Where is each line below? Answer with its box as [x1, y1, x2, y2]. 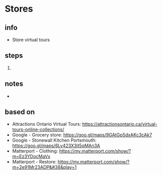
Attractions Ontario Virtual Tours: [12, 121, 81, 127]
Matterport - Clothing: [12, 148, 58, 154]
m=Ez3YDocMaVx [12, 153, 51, 160]
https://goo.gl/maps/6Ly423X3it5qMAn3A [12, 143, 101, 149]
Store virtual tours [12, 37, 50, 43]
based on [5, 108, 35, 117]
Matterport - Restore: [12, 159, 57, 165]
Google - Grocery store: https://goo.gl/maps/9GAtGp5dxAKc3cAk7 [12, 132, 152, 138]
